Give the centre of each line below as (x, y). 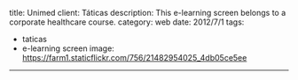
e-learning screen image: (68, 48)
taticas (34, 39)
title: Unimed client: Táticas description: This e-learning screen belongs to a (148, 13)
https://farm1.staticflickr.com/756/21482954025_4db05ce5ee (134, 58)
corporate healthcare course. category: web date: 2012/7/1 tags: (127, 22)
